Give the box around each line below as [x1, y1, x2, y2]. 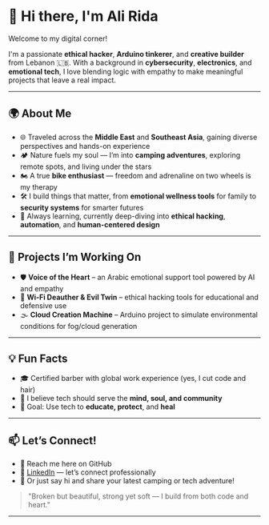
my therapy [19, 182, 58, 191]
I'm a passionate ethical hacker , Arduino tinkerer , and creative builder [8, 49, 244, 58]
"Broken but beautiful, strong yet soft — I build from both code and [27, 491, 249, 501]
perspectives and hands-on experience [19, 141, 151, 150]
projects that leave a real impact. [8, 75, 116, 85]
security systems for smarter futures [19, 202, 144, 212]
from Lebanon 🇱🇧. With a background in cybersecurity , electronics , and [8, 58, 252, 67]
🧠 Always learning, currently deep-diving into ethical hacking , [19, 211, 226, 221]
